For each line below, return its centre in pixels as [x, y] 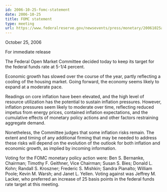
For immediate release [28, 52]
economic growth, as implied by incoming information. [61, 148]
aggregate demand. [25, 123]
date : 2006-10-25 [23, 14]
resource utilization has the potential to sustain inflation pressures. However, [83, 102]
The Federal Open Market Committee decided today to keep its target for [80, 62]
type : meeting [20, 24]
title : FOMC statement [29, 19]
